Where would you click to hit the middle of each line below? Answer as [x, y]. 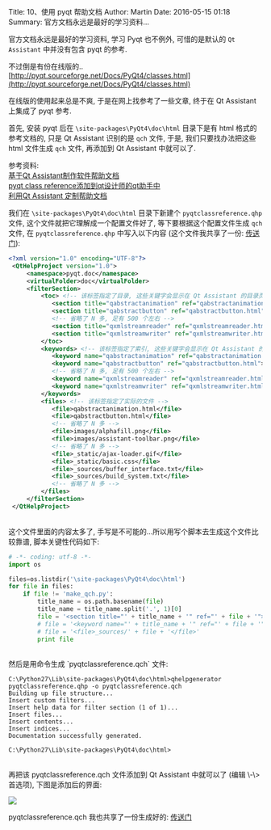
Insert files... [35, 715]
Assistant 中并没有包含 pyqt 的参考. [68, 49]
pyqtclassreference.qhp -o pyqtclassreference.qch [95, 687]
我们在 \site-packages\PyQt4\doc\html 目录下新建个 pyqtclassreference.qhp [135, 213]
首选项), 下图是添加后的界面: [55, 785]
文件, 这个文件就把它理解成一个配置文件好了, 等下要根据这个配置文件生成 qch [135, 223]
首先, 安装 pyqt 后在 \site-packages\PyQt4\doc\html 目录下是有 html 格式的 [133, 128]
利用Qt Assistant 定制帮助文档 [58, 196]
